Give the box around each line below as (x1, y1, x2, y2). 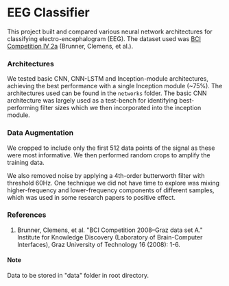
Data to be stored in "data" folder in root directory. (7, 272, 149, 280)
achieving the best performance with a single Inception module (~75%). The (7, 82, 223, 90)
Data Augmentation (7, 128, 74, 138)
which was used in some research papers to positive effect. (7, 193, 176, 201)
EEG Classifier (7, 5, 91, 21)
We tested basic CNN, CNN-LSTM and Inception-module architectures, (7, 75, 209, 83)
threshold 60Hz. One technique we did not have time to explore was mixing (7, 179, 220, 187)
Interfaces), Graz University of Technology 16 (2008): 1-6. (16, 240, 180, 248)
